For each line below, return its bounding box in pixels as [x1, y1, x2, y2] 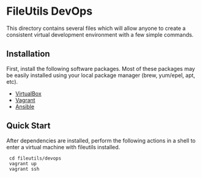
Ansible [15, 103, 35, 110]
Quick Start [6, 121, 51, 131]
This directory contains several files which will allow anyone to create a [6, 24, 186, 32]
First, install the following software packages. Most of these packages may [6, 65, 195, 72]
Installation [6, 49, 50, 59]
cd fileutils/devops [9, 155, 62, 161]
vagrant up [9, 160, 37, 166]
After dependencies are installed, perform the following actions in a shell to [6, 136, 196, 144]
